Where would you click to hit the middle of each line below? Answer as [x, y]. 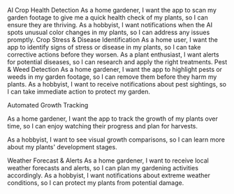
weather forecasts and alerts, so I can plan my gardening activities [103, 168]
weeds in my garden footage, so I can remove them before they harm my [112, 77]
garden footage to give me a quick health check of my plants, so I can [108, 17]
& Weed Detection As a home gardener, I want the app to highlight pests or [115, 69]
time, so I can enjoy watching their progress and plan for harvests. [102, 126]
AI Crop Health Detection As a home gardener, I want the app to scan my [112, 10]
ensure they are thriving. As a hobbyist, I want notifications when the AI [110, 25]
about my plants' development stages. [62, 147]
